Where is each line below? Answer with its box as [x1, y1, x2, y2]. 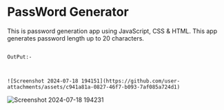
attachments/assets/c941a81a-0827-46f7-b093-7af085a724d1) [7, 83, 181, 90]
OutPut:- [7, 53, 32, 60]
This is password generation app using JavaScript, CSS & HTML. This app [7, 27, 218, 35]
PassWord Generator [7, 4, 129, 20]
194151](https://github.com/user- [81, 77, 181, 85]
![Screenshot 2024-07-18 [7, 77, 79, 85]
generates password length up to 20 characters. [7, 34, 145, 42]
